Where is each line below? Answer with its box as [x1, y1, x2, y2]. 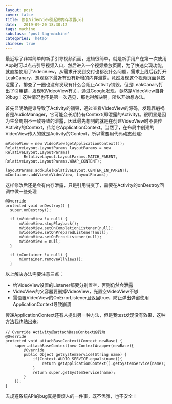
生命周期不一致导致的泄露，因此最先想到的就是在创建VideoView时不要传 [9, 117, 162, 124]
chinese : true [5, 41, 36, 46]
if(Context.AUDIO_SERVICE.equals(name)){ [32, 356, 123, 361]
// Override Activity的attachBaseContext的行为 [5, 329, 106, 335]
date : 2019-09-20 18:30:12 [5, 22, 68, 27]
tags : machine [5, 27, 36, 32]
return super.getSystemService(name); [32, 370, 116, 375]
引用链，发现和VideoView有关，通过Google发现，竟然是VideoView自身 [14, 88, 164, 94]
